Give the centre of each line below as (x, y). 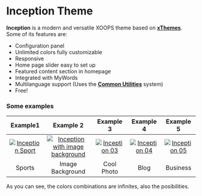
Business (179, 168)
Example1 (25, 126)
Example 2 (69, 126)
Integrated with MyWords (46, 78)
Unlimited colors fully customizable (58, 52)
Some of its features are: (37, 34)
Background (68, 171)
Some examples (30, 106)
